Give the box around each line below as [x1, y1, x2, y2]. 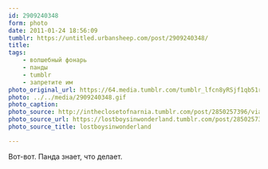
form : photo [8, 19, 48, 27]
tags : [8, 49, 26, 57]
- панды [22, 64, 48, 72]
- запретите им [22, 78, 73, 86]
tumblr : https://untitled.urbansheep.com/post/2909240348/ [8, 33, 209, 42]
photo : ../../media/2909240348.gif [8, 93, 127, 101]
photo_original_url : [8, 85, 77, 94]
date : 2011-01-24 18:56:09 [8, 26, 98, 34]
